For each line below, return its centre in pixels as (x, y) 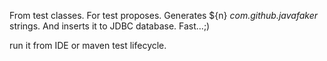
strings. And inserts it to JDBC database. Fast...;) (110, 26)
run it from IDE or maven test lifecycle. (88, 45)
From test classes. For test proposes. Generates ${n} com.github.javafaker (164, 15)
